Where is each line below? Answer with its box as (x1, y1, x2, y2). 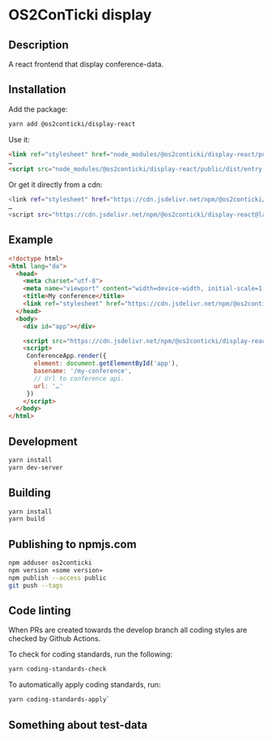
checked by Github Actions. (8, 634, 101, 644)
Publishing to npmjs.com (8, 537, 137, 551)
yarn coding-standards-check (8, 666, 107, 674)
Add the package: (8, 104, 68, 114)
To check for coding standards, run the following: (8, 649, 172, 659)
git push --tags (8, 581, 63, 589)
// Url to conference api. (33, 374, 125, 382)
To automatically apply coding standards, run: (8, 680, 161, 690)
